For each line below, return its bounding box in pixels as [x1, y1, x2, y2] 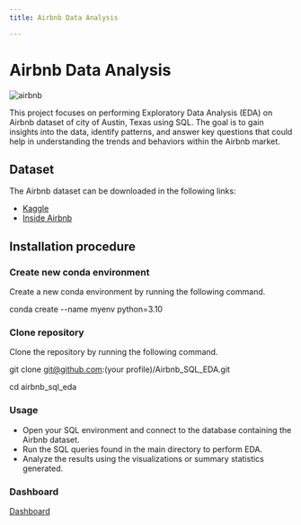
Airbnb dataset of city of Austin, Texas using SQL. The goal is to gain [9, 116, 264, 127]
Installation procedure [9, 239, 137, 254]
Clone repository [9, 326, 84, 339]
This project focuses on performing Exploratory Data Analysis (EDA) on [9, 107, 273, 118]
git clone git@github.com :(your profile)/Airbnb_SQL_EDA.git [9, 364, 231, 375]
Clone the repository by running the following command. [9, 347, 218, 358]
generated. [22, 463, 64, 474]
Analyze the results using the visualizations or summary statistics [22, 453, 265, 464]
